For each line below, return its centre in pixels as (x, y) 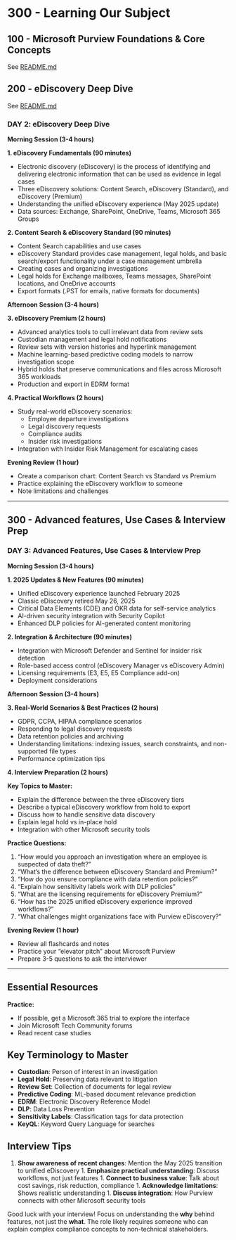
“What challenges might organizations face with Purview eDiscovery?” (119, 916)
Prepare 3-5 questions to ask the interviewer (82, 959)
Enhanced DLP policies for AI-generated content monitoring (104, 623)
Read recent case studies (54, 1033)
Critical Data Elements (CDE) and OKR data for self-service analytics (117, 608)
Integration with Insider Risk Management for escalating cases (108, 449)
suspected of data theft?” (54, 864)
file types (63, 751)
